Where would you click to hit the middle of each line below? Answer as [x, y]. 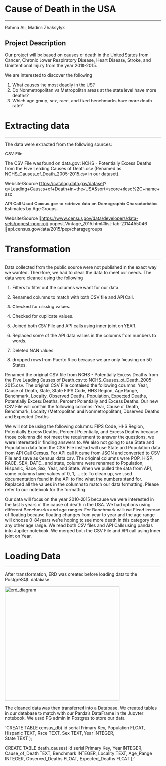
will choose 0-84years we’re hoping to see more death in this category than [82, 520]
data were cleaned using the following [44, 278]
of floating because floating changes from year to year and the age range [80, 515]
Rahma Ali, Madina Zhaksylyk [35, 27]
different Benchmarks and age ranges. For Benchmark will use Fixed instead [83, 510]
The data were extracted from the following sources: [59, 144]
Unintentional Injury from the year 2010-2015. [51, 65]
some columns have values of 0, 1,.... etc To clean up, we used [69, 473]
